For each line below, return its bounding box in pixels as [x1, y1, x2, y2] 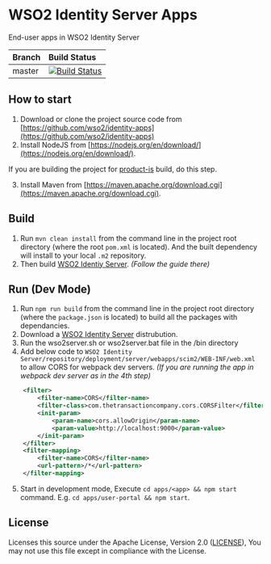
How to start [8, 93, 72, 107]
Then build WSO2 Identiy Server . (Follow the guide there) [19, 259, 211, 268]
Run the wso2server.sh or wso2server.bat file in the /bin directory [19, 338, 239, 348]
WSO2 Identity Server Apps [8, 6, 198, 24]
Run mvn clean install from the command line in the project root [19, 233, 237, 243]
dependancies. [19, 321, 70, 330]
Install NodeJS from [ [19, 140, 91, 149]
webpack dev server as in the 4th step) [19, 371, 152, 381]
